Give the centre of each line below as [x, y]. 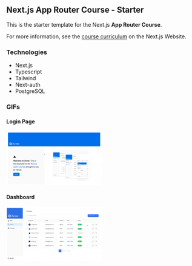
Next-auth [28, 85]
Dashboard [21, 197]
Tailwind [25, 78]
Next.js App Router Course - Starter [75, 10]
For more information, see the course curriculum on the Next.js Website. [96, 36]
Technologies [27, 52]
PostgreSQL [30, 91]
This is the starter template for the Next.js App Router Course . [84, 24]
